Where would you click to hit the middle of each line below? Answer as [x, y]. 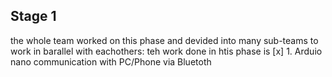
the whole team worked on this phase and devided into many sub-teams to [164, 40]
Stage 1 [33, 16]
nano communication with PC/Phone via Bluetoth [111, 61]
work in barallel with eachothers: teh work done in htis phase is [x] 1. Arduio [166, 51]
